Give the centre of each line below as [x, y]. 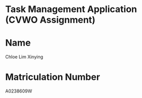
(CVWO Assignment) [50, 20]
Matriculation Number [53, 77]
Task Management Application [71, 9]
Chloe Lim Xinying [24, 57]
